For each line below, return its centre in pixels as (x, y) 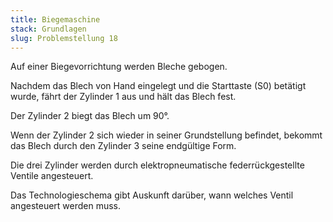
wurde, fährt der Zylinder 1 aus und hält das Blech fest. (123, 97)
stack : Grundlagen (48, 29)
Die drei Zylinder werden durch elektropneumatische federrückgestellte (157, 165)
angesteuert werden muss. (66, 206)
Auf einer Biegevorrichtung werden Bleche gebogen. (119, 67)
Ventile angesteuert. (52, 176)
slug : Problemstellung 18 (64, 38)
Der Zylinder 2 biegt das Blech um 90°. (90, 116)
